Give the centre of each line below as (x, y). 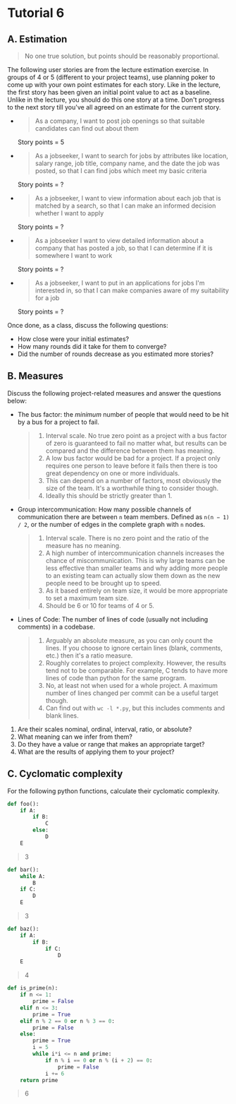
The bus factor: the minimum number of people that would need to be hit (123, 414)
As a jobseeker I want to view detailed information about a (119, 241)
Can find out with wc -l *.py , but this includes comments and (135, 708)
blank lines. (62, 716)
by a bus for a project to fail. (58, 422)
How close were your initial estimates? (73, 339)
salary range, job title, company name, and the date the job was (128, 163)
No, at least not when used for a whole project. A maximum (132, 685)
